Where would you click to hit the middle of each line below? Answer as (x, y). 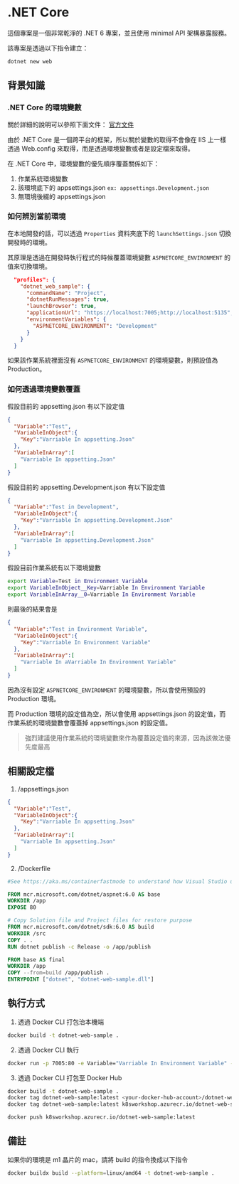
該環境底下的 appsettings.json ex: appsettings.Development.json (113, 187)
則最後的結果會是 (32, 609)
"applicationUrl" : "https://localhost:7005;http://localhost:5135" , (130, 313)
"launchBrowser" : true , (62, 306)
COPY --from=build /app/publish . (59, 973)
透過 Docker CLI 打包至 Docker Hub (70, 1077)
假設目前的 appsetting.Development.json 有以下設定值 (86, 487)
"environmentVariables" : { (66, 320)
